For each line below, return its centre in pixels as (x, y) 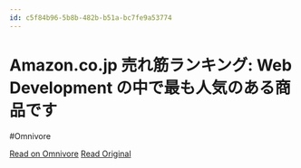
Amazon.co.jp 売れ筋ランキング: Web (151, 65)
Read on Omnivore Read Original (70, 154)
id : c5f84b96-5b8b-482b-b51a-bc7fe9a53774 (91, 18)
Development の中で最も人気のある (142, 88)
